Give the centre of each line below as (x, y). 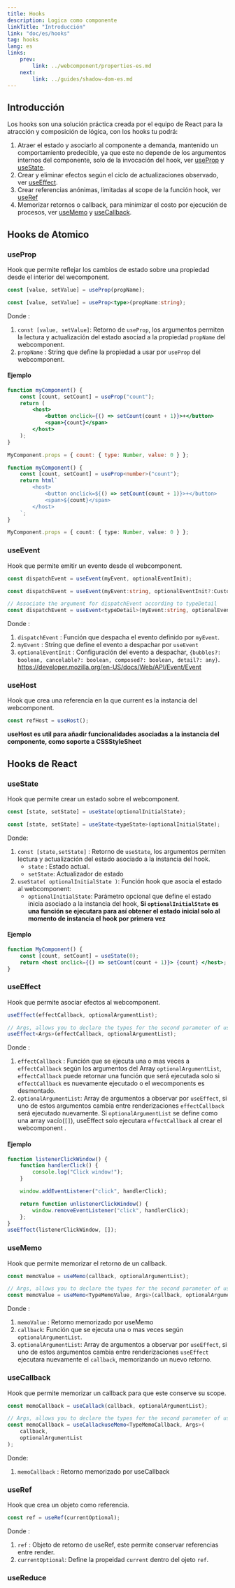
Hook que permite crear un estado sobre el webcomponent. (93, 799)
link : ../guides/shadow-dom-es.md (83, 79)
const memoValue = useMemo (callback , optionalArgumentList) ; (98, 1276)
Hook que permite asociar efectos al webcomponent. (84, 1002)
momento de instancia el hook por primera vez (97, 918)
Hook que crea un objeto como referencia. (68, 1505)
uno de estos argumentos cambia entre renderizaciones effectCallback (121, 1106)
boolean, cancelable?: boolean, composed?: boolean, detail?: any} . (119, 660)
